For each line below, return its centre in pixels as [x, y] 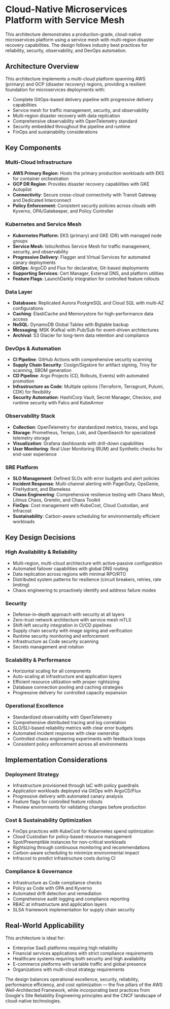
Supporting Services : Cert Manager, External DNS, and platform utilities [88, 273]
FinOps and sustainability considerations [55, 132]
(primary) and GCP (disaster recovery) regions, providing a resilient [76, 84]
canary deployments [34, 262]
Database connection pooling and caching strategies [68, 687]
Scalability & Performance [38, 660]
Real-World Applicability [45, 926]
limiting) [21, 585]
